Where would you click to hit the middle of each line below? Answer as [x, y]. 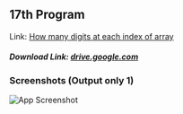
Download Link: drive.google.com [74, 57]
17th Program [47, 15]
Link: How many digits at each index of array [91, 36]
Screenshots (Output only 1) [72, 80]
